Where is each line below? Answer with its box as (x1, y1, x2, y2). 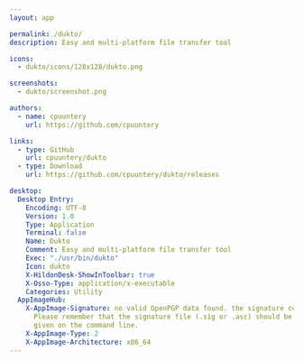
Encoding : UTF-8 (25, 203, 87, 212)
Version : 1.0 (25, 211, 75, 221)
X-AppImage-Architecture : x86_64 (25, 338, 151, 347)
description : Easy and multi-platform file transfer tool (9, 38, 232, 47)
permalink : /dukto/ (9, 29, 83, 39)
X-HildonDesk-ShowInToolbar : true (25, 270, 155, 280)
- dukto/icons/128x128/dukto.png (17, 62, 143, 72)
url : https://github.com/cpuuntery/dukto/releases (25, 171, 220, 180)
